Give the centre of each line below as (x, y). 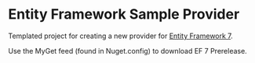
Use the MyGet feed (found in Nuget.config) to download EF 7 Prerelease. (127, 51)
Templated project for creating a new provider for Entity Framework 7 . (120, 36)
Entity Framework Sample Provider (124, 14)
